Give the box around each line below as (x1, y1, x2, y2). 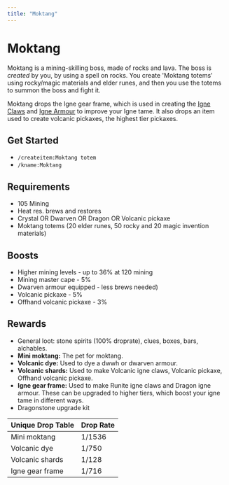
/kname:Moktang (17, 162, 62, 169)
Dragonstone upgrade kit (17, 403, 90, 412)
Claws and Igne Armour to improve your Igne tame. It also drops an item (7, 106, 215, 115)
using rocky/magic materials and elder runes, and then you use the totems (7, 78, 222, 87)
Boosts (7, 249, 39, 261)
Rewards (7, 318, 47, 330)
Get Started (7, 134, 59, 146)
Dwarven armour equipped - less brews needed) (17, 283, 159, 291)
